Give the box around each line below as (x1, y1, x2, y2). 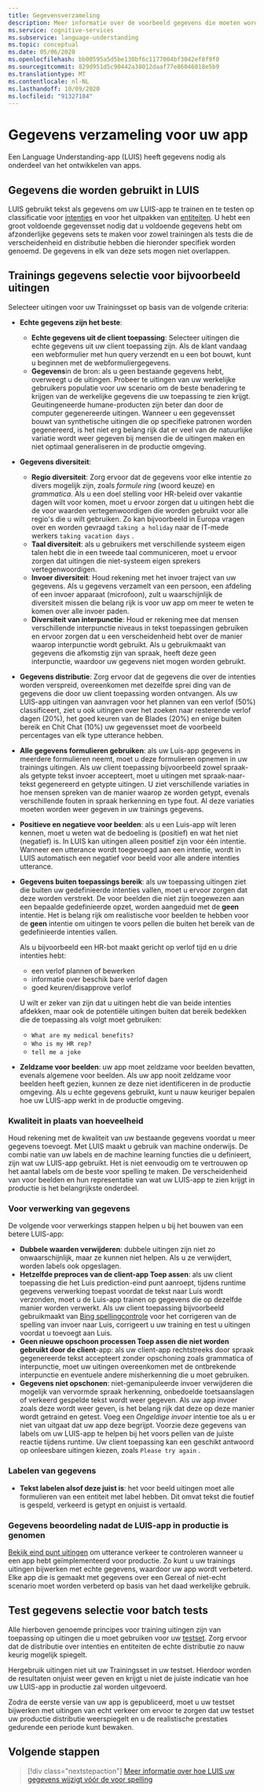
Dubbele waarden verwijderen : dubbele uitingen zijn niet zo (19, 1245, 216, 1254)
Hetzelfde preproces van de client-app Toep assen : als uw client (19, 1270, 233, 1280)
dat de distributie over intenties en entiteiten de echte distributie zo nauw (8, 1641, 245, 1651)
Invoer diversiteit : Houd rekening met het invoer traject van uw (31, 572, 236, 582)
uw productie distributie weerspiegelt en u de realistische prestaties (8, 1714, 228, 1723)
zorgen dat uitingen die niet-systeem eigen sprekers (31, 556, 201, 565)
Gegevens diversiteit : (19, 456, 92, 466)
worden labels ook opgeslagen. (19, 1261, 122, 1271)
